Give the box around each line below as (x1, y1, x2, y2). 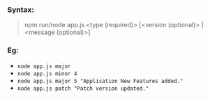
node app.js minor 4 (17, 70, 77, 77)
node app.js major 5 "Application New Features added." (17, 77, 183, 84)
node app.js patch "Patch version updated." (17, 85, 149, 92)
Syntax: (7, 5, 35, 15)
